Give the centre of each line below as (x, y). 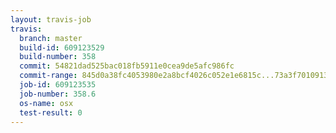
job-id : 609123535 (58, 85)
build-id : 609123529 (62, 47)
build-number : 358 (58, 57)
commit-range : (48, 76)
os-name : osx (46, 103)
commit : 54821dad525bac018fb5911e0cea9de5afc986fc (127, 66)
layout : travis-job (51, 19)
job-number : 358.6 (58, 94)
